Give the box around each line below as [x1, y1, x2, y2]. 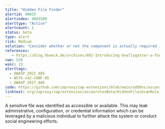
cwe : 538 [5, 57, 23, 62]
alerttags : [5, 67, 27, 72]
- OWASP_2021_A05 [9, 71, 45, 76]
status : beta [5, 30, 32, 35]
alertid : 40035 [5, 12, 36, 17]
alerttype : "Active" [5, 21, 48, 26]
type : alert [5, 35, 29, 40]
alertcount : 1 [5, 26, 34, 30]
